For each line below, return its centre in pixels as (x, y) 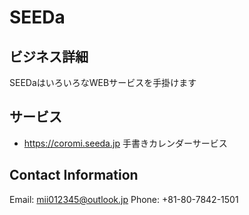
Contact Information (74, 175)
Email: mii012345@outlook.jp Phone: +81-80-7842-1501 (124, 199)
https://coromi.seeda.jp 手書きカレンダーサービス (125, 143)
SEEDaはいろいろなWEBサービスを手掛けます (103, 82)
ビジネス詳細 (49, 56)
